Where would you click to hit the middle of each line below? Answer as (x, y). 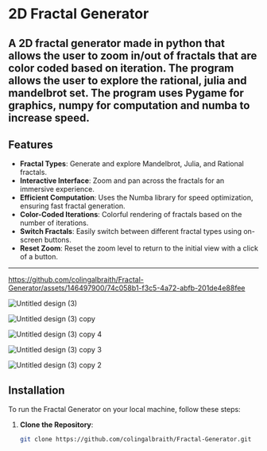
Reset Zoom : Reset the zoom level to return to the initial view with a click (139, 248)
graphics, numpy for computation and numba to (129, 105)
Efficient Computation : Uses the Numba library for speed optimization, (136, 198)
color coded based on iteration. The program (121, 68)
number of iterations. (54, 223)
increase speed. (49, 117)
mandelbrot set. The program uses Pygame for (126, 93)
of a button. (39, 257)
